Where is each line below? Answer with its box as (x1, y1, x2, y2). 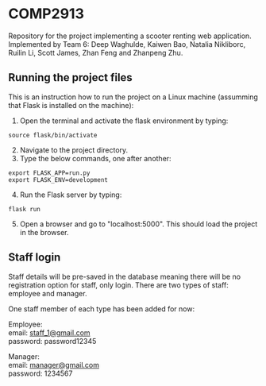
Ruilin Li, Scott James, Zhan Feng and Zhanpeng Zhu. (8, 48, 183, 57)
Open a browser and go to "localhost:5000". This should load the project (19, 219, 258, 229)
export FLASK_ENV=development (8, 176, 109, 183)
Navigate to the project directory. (19, 145, 129, 155)
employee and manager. (8, 288, 87, 298)
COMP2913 (8, 5, 85, 23)
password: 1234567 (8, 369, 73, 378)
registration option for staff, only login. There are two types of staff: (8, 280, 229, 290)
